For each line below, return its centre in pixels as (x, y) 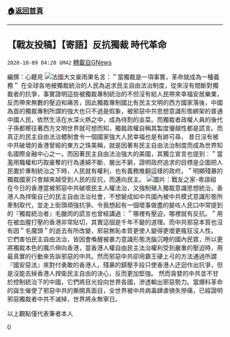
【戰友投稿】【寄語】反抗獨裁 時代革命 (87, 45)
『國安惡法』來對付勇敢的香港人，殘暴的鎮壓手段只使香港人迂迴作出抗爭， (112, 265)
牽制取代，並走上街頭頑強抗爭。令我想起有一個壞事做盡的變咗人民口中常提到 (115, 205)
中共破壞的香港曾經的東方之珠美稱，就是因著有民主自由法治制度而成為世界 (112, 146)
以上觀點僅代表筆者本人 (40, 314)
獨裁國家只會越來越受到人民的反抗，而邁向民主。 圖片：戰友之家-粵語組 (112, 180)
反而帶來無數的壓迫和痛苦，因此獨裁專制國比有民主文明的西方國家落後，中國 (115, 103)
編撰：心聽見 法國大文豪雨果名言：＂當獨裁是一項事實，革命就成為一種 (110, 77)
